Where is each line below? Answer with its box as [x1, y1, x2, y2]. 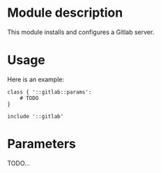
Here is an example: [7, 75, 65, 83]
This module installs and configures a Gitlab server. [7, 28, 155, 36]
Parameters [7, 136, 77, 152]
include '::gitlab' [7, 113, 64, 120]
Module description [7, 5, 123, 21]
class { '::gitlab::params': [7, 88, 92, 95]
